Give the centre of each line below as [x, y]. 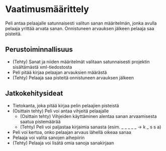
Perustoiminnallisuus [39, 49]
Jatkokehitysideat [34, 94]
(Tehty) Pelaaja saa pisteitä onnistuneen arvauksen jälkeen [73, 78]
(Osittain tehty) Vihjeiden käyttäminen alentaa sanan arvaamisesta [88, 116]
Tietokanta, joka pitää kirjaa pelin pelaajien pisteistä [66, 105]
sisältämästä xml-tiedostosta [42, 67]
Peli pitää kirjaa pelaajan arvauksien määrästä [59, 72]
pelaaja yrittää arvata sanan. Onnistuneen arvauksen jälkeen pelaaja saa [80, 28]
